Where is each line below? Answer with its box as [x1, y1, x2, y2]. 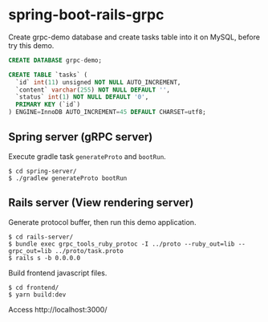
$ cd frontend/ [8, 283, 59, 291]
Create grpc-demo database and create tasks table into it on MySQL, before [8, 32, 261, 42]
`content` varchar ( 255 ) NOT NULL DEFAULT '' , [15, 86, 171, 94]
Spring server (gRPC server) [8, 130, 153, 144]
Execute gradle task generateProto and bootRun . [8, 151, 166, 161]
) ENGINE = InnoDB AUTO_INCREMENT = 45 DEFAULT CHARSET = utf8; [8, 108, 206, 116]
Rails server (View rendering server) [8, 196, 194, 210]
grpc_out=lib [8, 247, 52, 255]
